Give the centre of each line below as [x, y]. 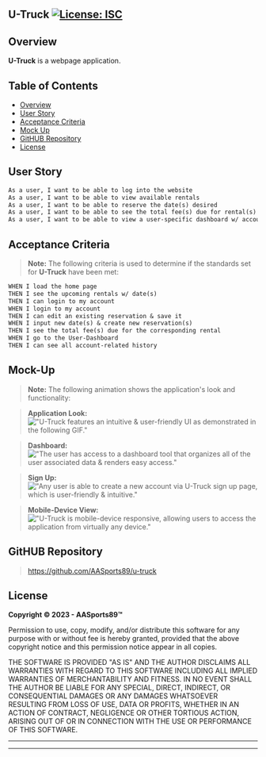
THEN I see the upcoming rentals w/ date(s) [83, 294]
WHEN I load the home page [53, 286]
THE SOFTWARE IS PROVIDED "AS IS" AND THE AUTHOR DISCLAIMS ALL [129, 663]
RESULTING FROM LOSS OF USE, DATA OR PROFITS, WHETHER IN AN [124, 705]
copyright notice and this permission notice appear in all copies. [113, 647]
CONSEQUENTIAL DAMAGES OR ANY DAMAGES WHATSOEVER [113, 696]
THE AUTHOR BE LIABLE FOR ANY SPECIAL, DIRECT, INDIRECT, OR [120, 688]
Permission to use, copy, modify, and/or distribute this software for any [124, 630]
